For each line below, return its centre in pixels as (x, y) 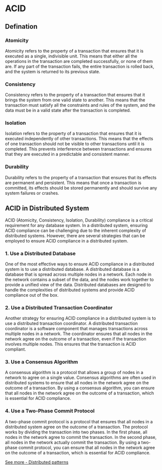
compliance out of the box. (32, 295)
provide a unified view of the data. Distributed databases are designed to (78, 284)
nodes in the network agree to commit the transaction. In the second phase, (81, 437)
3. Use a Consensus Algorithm (42, 362)
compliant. (16, 349)
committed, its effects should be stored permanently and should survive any (81, 188)
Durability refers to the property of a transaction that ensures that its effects (81, 177)
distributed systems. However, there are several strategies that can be (75, 235)
